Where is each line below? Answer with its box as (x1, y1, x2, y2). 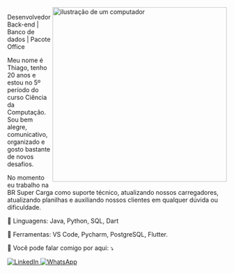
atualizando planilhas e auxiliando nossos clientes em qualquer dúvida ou (7, 195, 218, 204)
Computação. (7, 108, 47, 116)
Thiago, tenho (7, 64, 47, 72)
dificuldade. (7, 203, 42, 212)
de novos (7, 153, 34, 161)
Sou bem (7, 115, 33, 124)
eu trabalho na (7, 181, 49, 189)
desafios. (7, 160, 34, 168)
